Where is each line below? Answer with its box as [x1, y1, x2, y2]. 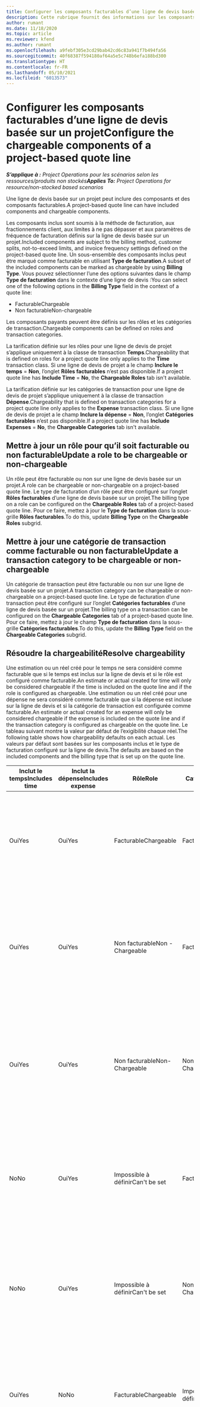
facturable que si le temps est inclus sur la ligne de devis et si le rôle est [6, 670, 183, 677]
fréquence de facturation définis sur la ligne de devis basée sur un [6, 232, 170, 239]
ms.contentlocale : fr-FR [6, 64, 68, 70]
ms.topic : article [6, 31, 52, 37]
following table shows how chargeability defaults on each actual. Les [6, 733, 176, 741]
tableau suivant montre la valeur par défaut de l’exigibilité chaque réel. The [6, 727, 187, 734]
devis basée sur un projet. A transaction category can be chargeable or [6, 587, 180, 594]
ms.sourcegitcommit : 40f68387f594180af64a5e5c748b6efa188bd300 [6, 53, 167, 59]
